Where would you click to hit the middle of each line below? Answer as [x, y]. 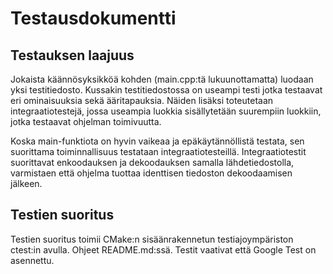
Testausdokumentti [93, 18]
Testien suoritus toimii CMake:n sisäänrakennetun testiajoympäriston [152, 239]
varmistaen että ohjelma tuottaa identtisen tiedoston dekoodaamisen [151, 173]
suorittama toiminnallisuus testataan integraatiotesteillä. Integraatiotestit [158, 151]
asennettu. [32, 260]
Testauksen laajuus [72, 55]
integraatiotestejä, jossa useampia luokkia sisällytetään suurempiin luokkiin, [166, 111]
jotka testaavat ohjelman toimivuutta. [86, 121]
